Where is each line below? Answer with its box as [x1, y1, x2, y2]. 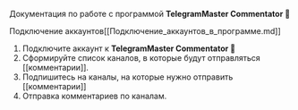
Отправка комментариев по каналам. [21, 90, 167, 101]
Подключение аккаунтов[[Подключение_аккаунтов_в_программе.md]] [9, 26, 282, 36]
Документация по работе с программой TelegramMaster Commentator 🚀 [9, 9, 291, 19]
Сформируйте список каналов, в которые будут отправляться [21, 53, 261, 63]
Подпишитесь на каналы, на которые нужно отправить [21, 72, 234, 82]
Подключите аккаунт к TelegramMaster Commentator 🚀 [21, 43, 236, 54]
